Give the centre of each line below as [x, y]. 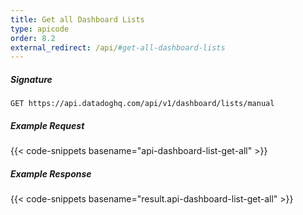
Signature [31, 79]
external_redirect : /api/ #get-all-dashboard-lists [118, 47]
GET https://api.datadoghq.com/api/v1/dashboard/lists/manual [142, 104]
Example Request [47, 125]
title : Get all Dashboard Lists [77, 19]
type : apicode [40, 29]
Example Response [51, 173]
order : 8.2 [33, 38]
